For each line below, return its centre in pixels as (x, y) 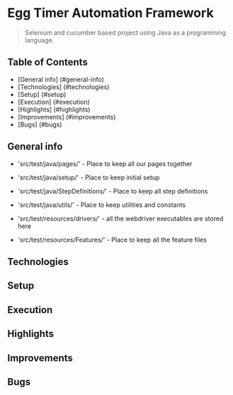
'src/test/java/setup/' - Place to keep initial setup (89, 177)
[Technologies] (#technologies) (63, 87)
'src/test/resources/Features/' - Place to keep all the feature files (112, 240)
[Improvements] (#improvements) (67, 117)
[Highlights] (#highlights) (54, 109)
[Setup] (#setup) (42, 94)
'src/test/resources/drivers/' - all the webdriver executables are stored (120, 218)
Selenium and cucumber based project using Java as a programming (125, 33)
